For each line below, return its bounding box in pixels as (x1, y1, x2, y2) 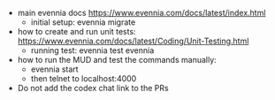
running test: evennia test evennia (30, 45, 155, 56)
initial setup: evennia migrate (30, 17, 136, 27)
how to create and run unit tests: (17, 27, 136, 36)
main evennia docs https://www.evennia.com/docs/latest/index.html (17, 8, 266, 18)
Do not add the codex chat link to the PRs (17, 83, 170, 93)
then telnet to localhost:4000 (30, 73, 137, 83)
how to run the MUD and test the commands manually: (17, 55, 217, 65)
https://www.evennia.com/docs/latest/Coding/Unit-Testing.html (17, 35, 249, 46)
